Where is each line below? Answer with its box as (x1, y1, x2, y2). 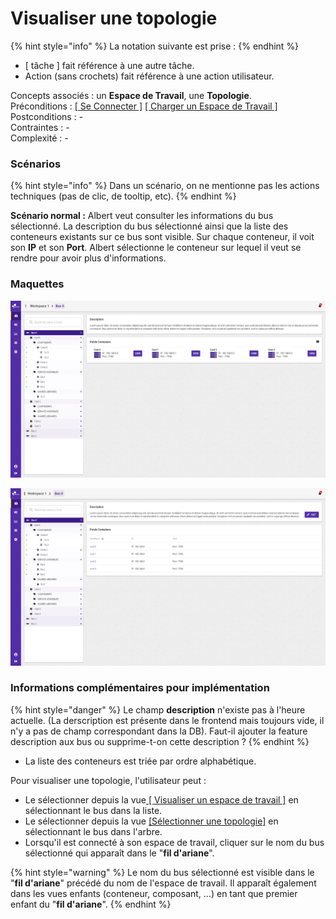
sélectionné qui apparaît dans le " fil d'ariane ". (24, 847, 215, 859)
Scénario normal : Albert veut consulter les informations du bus (10, 210, 274, 222)
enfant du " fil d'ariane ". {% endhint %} (10, 898, 172, 910)
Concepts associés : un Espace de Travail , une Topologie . (10, 89, 252, 101)
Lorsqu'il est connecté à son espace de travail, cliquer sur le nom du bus (24, 836, 325, 848)
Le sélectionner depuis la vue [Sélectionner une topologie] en (24, 815, 279, 827)
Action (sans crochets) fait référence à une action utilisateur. (24, 70, 275, 82)
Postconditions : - (10, 110, 84, 122)
